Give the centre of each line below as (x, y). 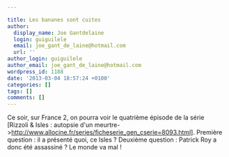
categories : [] (29, 84)
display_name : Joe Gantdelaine (59, 33)
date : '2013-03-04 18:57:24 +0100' (59, 78)
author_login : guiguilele (45, 59)
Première (209, 133)
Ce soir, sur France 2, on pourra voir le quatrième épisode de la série (106, 118)
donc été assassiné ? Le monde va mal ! (64, 147)
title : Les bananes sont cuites (54, 20)
